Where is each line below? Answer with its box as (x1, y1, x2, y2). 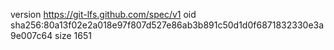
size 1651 (54, 30, 92, 41)
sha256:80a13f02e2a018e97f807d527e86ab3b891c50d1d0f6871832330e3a (10, 19, 325, 31)
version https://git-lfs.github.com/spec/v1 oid (10, 9, 197, 20)
